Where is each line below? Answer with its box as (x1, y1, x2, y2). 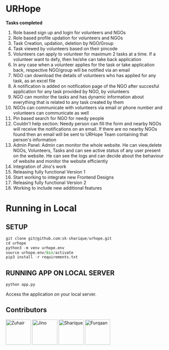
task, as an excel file (13, 78, 56, 84)
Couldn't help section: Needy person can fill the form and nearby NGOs (13, 121, 161, 127)
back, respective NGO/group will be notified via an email (13, 67, 130, 73)
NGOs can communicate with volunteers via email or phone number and (13, 104, 163, 110)
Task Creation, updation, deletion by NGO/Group (13, 40, 114, 46)
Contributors (6, 306, 47, 314)
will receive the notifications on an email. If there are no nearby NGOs (13, 126, 157, 132)
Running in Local (6, 203, 77, 214)
